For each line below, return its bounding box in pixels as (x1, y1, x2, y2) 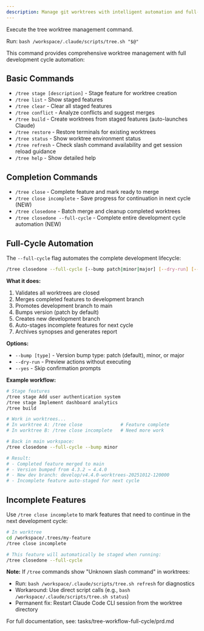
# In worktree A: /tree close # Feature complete (6, 422, 170, 428)
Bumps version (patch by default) (15, 308, 99, 316)
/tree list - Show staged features (15, 96, 103, 104)
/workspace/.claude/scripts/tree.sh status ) (15, 593, 129, 601)
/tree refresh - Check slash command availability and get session (15, 141, 182, 149)
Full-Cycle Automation (6, 238, 94, 249)
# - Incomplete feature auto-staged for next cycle (6, 478, 140, 484)
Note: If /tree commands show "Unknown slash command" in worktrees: (6, 568, 190, 576)
